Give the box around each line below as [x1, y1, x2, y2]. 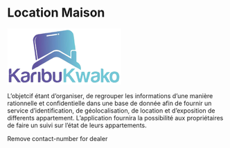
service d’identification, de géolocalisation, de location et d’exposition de [7, 106, 215, 115]
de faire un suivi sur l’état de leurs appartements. [7, 121, 147, 129]
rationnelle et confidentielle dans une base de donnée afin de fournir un [7, 99, 212, 107]
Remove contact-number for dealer [7, 134, 108, 142]
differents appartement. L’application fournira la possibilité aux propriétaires [7, 113, 224, 122]
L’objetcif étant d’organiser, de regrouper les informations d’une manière [7, 91, 213, 100]
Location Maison [7, 5, 105, 21]
